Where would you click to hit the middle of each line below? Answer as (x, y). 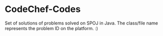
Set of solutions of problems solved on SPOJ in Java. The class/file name (81, 23)
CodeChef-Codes (43, 9)
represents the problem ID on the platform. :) (52, 28)
